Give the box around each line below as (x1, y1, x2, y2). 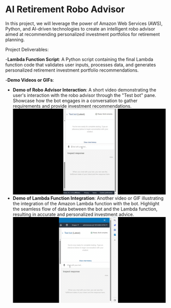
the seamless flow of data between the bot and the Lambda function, (12, 206, 158, 212)
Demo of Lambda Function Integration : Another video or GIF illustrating (12, 195, 164, 201)
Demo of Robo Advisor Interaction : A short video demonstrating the (12, 86, 157, 93)
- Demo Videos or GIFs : (5, 77, 54, 83)
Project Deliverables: (5, 46, 49, 52)
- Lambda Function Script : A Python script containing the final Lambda (5, 56, 154, 62)
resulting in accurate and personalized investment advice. (12, 211, 134, 218)
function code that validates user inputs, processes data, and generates (5, 61, 156, 68)
